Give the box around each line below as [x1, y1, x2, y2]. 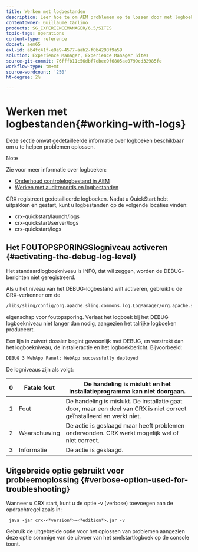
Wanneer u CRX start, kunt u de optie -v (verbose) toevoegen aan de [6, 500, 174, 507]
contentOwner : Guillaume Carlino [6, 19, 88, 25]
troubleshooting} [6, 484, 71, 494]
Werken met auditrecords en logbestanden [14, 184, 119, 191]
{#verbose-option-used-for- [80, 475, 189, 485]
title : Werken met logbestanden [6, 8, 85, 15]
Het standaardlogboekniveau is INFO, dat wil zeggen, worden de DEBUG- [6, 267, 184, 274]
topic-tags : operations [6, 31, 65, 37]
